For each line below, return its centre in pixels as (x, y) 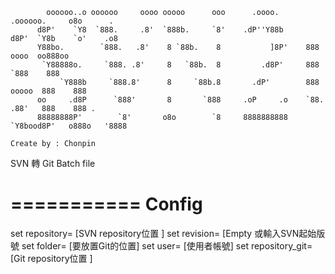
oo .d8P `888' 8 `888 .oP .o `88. (180, 100)
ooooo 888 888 (48, 91)
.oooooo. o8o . (62, 21)
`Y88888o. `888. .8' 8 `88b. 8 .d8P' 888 (180, 65)
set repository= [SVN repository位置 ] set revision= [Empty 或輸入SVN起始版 (168, 233)
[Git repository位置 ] (51, 258)
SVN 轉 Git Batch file (53, 163)
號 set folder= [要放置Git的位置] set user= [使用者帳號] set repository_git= (161, 245)
